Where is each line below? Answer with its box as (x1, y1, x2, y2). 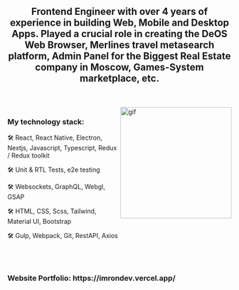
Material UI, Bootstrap (7, 217, 72, 226)
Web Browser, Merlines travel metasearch (24, 39, 215, 51)
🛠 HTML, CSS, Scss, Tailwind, (7, 207, 97, 216)
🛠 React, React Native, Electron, (7, 133, 103, 142)
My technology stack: (7, 117, 85, 127)
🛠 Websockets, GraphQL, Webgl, (7, 182, 105, 191)
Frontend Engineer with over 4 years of (31, 6, 208, 18)
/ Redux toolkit (7, 151, 50, 160)
